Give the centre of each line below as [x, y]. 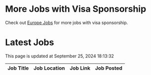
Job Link [80, 68]
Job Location [49, 68]
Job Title [18, 68]
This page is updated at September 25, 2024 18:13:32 [60, 56]
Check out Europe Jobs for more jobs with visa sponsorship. [67, 23]
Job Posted [109, 68]
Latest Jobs [30, 42]
